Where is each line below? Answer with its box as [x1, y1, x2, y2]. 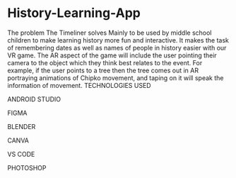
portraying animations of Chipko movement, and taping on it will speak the [7, 73, 224, 82]
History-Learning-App [7, 5, 141, 21]
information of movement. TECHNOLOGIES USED [7, 81, 151, 89]
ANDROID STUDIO [7, 94, 61, 104]
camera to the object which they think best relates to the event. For [7, 58, 203, 67]
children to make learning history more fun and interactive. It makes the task [7, 35, 230, 44]
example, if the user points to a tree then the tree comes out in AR [7, 66, 199, 74]
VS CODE [7, 150, 35, 158]
